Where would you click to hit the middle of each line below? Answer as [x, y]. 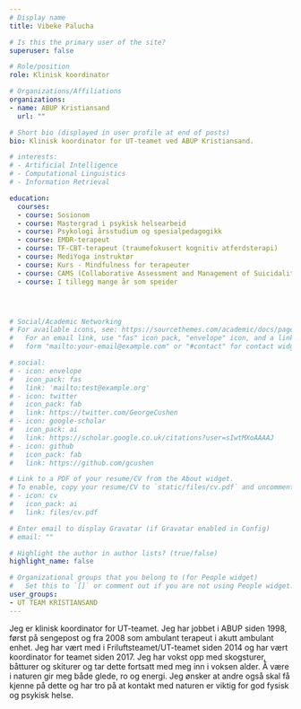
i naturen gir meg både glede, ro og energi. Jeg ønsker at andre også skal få [150, 676]
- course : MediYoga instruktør [76, 257]
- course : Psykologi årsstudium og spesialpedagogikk [120, 232]
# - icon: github [42, 446]
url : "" [32, 116]
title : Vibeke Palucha [52, 26]
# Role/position [39, 67]
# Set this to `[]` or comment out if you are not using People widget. [152, 586]
